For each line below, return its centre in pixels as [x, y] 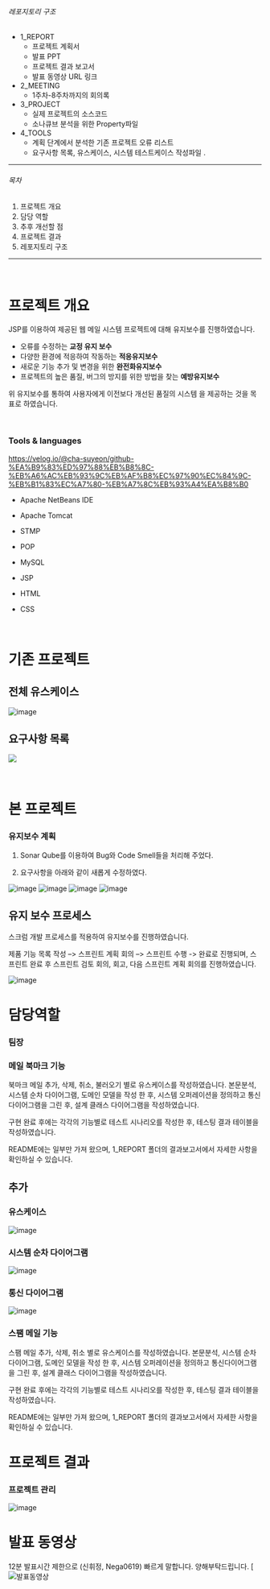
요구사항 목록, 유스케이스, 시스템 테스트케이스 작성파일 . [119, 153]
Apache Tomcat [46, 515]
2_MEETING [40, 86]
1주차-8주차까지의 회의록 [71, 95]
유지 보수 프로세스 [50, 916]
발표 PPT [47, 56]
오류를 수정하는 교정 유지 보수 [66, 346]
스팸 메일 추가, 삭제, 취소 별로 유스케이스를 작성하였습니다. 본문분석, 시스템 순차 [133, 1352]
